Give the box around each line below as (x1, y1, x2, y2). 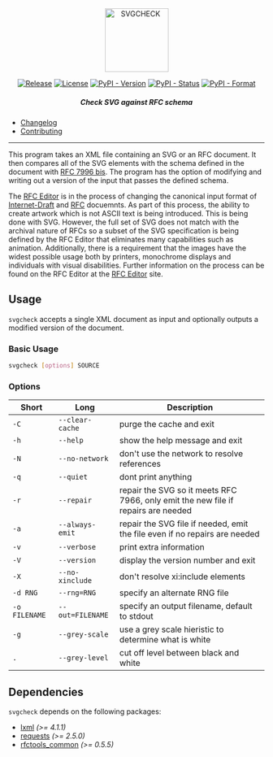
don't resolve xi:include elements (119, 571, 246, 582)
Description (167, 402, 214, 413)
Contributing (19, 126, 63, 136)
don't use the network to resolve (119, 448, 244, 459)
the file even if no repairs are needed (119, 529, 260, 540)
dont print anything (119, 472, 193, 483)
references (119, 459, 161, 470)
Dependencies (8, 685, 84, 698)
